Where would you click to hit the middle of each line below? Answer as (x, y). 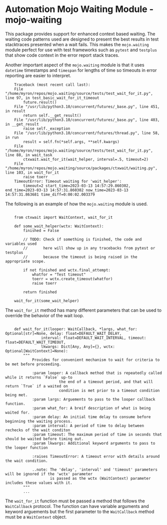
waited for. (17, 413)
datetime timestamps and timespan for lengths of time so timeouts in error (81, 70)
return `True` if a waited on (37, 386)
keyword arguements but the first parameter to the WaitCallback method (80, 511)
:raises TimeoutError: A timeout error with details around (96, 456)
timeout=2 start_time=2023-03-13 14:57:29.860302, (77, 186)
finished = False (41, 230)
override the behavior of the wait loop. (44, 315)
